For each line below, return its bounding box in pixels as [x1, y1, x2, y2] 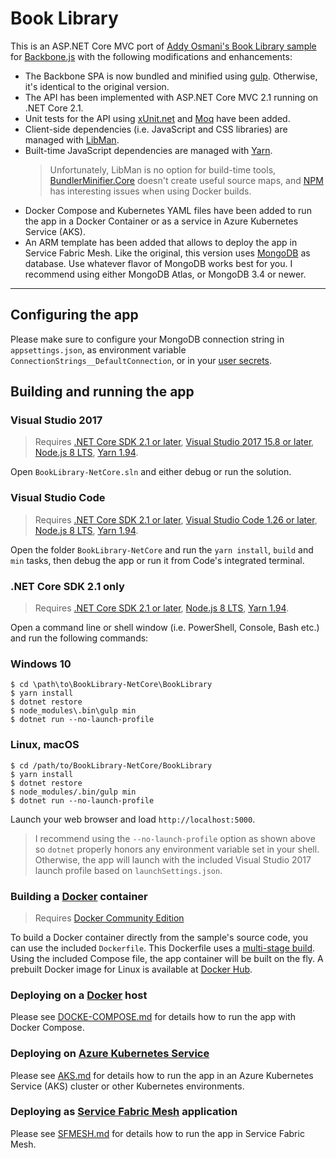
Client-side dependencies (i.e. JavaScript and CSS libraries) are [24, 123, 288, 135]
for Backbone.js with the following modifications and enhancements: [10, 50, 293, 62]
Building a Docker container [10, 889, 148, 903]
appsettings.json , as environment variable [10, 343, 187, 356]
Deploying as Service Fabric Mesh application [10, 1105, 238, 1119]
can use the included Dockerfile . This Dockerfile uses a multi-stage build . [10, 942, 316, 954]
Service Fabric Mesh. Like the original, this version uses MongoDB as [24, 247, 311, 259]
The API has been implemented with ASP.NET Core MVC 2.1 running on [24, 91, 319, 103]
